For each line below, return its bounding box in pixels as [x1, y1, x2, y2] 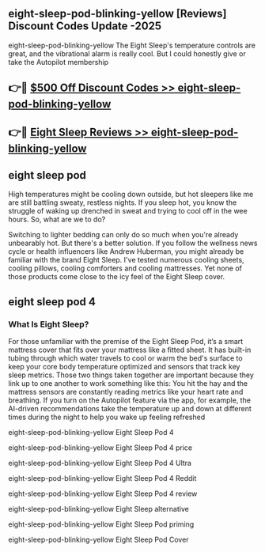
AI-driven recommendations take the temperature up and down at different [8, 404, 252, 414]
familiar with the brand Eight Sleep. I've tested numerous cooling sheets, [8, 255, 244, 265]
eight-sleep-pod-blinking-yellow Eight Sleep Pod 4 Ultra [8, 459, 192, 468]
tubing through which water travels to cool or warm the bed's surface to [8, 354, 243, 363]
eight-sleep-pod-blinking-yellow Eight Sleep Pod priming [8, 520, 195, 529]
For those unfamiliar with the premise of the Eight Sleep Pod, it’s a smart [8, 337, 244, 346]
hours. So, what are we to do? [8, 214, 106, 225]
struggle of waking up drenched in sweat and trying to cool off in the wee [8, 206, 248, 216]
